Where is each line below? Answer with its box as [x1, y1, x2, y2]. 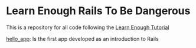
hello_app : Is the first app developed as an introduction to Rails [6, 35, 159, 42]
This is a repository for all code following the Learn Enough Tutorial [6, 24, 169, 31]
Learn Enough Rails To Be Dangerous [6, 4, 191, 18]
